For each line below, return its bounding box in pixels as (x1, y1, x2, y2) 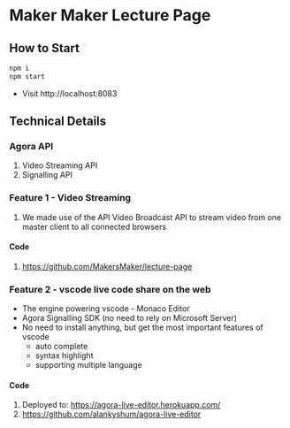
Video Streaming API (21, 160, 98, 171)
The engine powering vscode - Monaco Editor (21, 303, 190, 314)
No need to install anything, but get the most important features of (21, 322, 263, 332)
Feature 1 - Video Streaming (9, 192, 131, 204)
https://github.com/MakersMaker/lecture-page (21, 261, 193, 271)
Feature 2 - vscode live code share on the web (9, 283, 211, 295)
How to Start (9, 41, 80, 56)
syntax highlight (34, 350, 94, 361)
